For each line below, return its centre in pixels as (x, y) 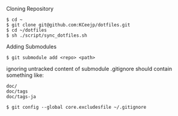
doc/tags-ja (21, 97)
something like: (25, 75)
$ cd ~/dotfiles (26, 30)
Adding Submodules (32, 47)
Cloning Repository (30, 9)
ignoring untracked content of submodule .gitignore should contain (89, 69)
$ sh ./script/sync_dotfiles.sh (47, 35)
